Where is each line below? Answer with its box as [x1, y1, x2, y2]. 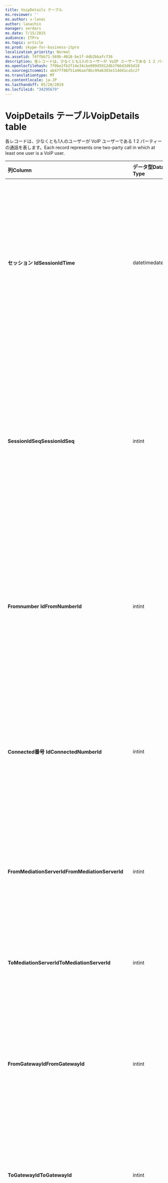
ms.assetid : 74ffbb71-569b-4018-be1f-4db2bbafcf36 [5, 54, 113, 59]
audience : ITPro [5, 36, 39, 41]
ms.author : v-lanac [5, 17, 46, 22]
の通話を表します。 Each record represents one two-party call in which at [5, 144, 155, 151]
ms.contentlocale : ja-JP [5, 77, 57, 82]
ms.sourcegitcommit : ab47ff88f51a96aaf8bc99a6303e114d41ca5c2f [5, 68, 140, 73]
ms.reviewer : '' [5, 12, 39, 17]
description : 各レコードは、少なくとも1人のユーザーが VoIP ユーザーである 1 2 [5, 59, 155, 64]
